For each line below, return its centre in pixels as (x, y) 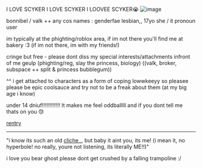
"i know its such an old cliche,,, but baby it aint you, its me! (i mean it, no (96, 140)
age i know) (21, 94)
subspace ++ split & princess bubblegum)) (59, 69)
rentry (14, 123)
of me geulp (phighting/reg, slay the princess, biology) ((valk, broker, (91, 63)
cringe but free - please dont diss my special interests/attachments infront (98, 56)
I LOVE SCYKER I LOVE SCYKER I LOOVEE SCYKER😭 (73, 9)
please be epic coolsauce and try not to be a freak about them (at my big (96, 87)
